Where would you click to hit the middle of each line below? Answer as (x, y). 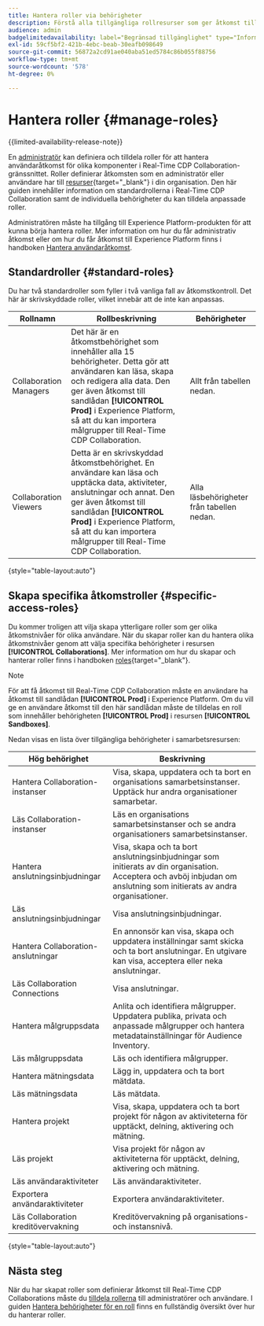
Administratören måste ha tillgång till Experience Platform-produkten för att (130, 222)
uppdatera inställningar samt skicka (178, 941)
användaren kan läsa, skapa (122, 371)
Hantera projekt (41, 1121)
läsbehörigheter (219, 497)
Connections (36, 994)
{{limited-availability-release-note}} (66, 142)
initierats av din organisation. (166, 866)
